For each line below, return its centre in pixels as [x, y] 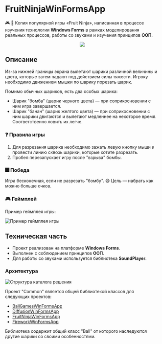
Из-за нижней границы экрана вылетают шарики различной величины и [81, 71]
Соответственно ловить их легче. [47, 121]
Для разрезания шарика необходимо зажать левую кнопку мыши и [83, 147]
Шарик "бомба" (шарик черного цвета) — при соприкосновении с [81, 101]
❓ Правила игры [25, 135]
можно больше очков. [28, 186]
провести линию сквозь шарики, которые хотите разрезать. [75, 152]
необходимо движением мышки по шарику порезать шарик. [69, 82]
